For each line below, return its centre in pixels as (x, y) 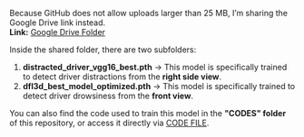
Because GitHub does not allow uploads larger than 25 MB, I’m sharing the (149, 13)
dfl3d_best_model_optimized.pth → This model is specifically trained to (159, 86)
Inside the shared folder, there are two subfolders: (103, 50)
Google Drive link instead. (58, 23)
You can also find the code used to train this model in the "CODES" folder (148, 113)
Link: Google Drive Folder (58, 32)
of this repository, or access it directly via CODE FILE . (109, 123)
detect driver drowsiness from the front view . (108, 96)
